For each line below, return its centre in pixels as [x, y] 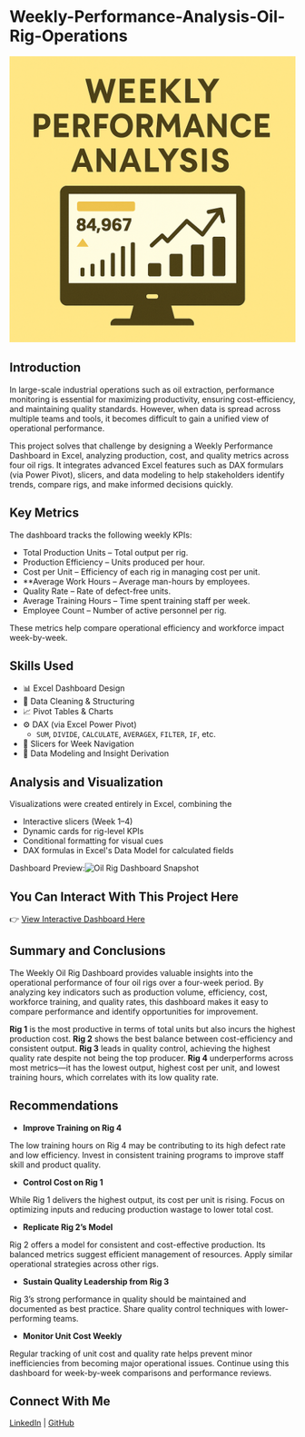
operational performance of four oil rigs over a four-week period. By [137, 982]
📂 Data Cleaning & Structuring [79, 702]
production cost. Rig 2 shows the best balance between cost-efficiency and [151, 1038]
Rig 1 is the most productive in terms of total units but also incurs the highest [152, 1029]
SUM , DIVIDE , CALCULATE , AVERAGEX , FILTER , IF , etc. [126, 734]
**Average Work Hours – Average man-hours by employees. [136, 581]
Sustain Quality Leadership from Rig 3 [96, 1281]
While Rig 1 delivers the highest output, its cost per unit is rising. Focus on [147, 1199]
